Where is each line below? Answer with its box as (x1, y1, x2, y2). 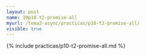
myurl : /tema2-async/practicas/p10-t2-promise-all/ (6, 20, 140, 26)
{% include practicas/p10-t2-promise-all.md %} (6, 42, 126, 50)
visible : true (6, 25, 43, 32)
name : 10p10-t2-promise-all (6, 15, 78, 21)
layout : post (6, 8, 40, 15)
